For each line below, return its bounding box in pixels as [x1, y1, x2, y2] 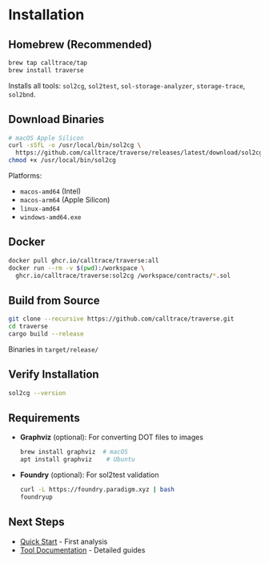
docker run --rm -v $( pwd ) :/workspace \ [8, 263, 146, 272]
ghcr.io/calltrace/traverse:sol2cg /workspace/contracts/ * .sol [15, 271, 231, 279]
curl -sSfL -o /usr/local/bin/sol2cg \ [8, 141, 142, 149]
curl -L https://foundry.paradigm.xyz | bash [19, 486, 175, 494]
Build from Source [8, 293, 100, 307]
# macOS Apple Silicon [8, 134, 84, 142]
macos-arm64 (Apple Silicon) [19, 195, 110, 205]
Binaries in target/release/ [8, 344, 98, 354]
